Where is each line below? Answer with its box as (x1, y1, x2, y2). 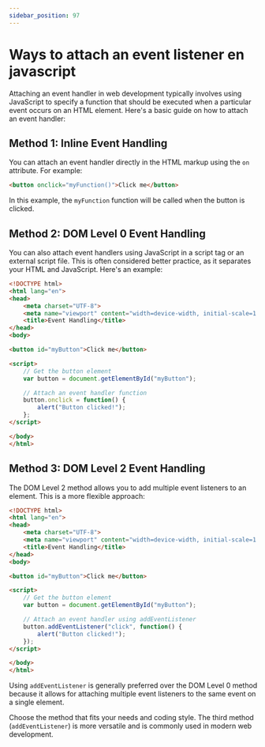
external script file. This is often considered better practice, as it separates (9, 256, 252, 266)
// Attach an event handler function (23, 389, 147, 397)
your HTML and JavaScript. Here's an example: (9, 265, 163, 274)
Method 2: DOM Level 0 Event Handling (9, 227, 206, 240)
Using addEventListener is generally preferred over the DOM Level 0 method (9, 681, 258, 690)
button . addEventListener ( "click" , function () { (23, 622, 182, 631)
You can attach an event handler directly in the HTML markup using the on (9, 157, 250, 167)
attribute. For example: (9, 166, 83, 175)
